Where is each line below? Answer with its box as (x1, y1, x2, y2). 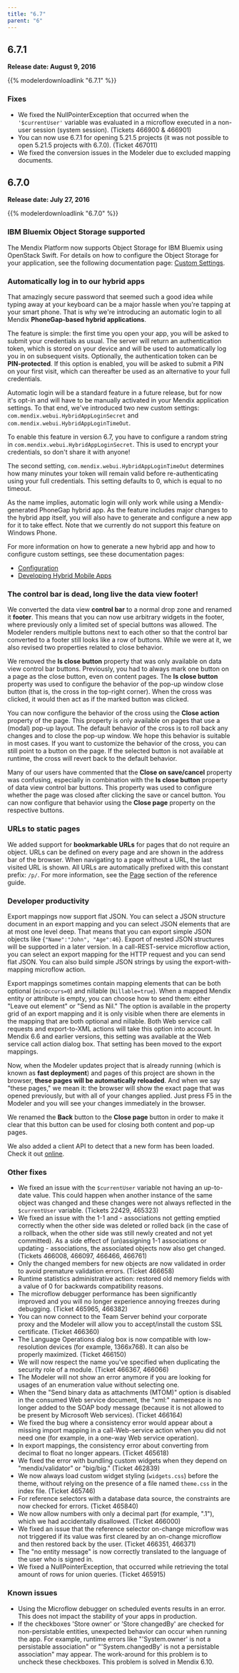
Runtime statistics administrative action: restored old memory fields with (17, 1275, 230, 1283)
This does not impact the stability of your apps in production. (17, 1612, 198, 1620)
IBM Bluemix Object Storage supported (7, 227, 146, 237)
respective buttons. (7, 806, 64, 814)
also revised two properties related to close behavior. (7, 643, 164, 652)
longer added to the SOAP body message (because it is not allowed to (17, 1403, 225, 1412)
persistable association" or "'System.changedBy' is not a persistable (17, 1642, 220, 1651)
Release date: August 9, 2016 (7, 62, 96, 71)
